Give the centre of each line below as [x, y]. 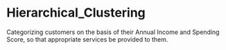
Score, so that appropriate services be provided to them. [87, 39]
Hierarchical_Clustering [76, 13]
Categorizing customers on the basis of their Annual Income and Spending [113, 32]
